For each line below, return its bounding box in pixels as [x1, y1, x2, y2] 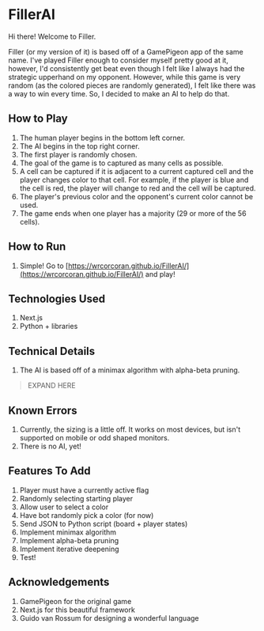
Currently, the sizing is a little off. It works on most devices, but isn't [19, 425, 241, 434]
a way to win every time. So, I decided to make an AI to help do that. [8, 89, 230, 98]
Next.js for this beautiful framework [19, 605, 136, 614]
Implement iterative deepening [19, 544, 120, 554]
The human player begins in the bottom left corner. [19, 133, 186, 142]
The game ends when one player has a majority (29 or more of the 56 [19, 208, 247, 218]
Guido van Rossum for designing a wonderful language [19, 613, 199, 622]
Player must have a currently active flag [19, 485, 149, 495]
